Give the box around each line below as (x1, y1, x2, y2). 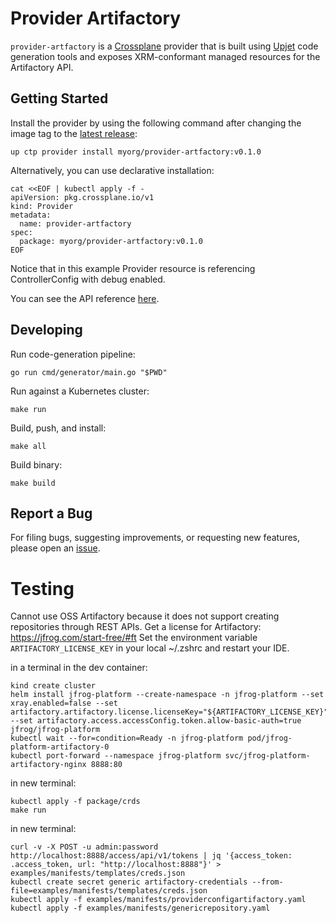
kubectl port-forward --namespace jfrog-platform (10, 751, 222, 761)
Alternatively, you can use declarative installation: (10, 164, 215, 176)
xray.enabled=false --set (10, 698, 118, 709)
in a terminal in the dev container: (10, 662, 148, 674)
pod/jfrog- (247, 733, 293, 744)
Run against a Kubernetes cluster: (10, 385, 150, 397)
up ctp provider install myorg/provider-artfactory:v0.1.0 (10, 147, 262, 157)
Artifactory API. (10, 61, 74, 73)
